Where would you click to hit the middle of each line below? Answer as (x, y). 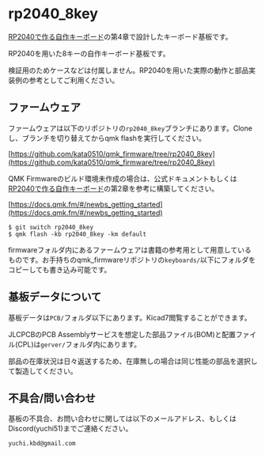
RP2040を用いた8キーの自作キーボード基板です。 (89, 53)
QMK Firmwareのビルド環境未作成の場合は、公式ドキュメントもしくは (123, 178)
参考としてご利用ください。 (74, 80)
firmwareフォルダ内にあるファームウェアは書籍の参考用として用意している (130, 249)
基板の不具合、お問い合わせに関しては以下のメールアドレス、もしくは (123, 419)
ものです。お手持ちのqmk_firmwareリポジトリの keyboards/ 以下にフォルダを (132, 260)
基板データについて (55, 297)
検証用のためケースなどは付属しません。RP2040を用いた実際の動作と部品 (129, 70)
